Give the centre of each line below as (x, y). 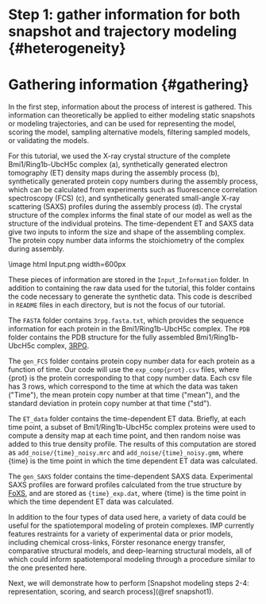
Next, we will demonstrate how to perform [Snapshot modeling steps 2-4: (129, 583)
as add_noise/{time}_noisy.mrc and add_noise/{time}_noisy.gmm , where (126, 453)
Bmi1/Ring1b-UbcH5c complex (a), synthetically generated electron (118, 165)
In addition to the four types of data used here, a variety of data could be (127, 517)
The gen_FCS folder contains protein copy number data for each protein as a (132, 361)
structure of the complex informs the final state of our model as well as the (130, 215)
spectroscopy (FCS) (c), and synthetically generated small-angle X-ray (124, 198)
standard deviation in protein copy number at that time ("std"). (110, 404)
